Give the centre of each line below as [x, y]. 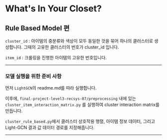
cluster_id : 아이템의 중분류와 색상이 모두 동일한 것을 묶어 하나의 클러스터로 [79, 41]
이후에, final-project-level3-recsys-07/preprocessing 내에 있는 [71, 98]
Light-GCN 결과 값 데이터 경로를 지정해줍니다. [50, 128]
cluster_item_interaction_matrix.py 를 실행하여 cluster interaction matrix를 [83, 105]
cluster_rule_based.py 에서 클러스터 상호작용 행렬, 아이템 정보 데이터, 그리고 [80, 121]
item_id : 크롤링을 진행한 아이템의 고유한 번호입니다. [56, 58]
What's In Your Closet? [53, 9]
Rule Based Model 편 [37, 28]
